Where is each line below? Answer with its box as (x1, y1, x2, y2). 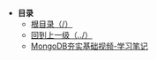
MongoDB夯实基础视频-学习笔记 (30, 41, 148, 51)
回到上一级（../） (30, 30, 93, 40)
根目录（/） (30, 19, 73, 29)
